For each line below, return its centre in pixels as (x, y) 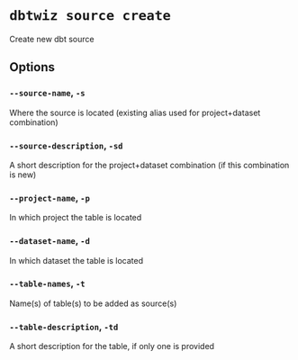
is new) (23, 175)
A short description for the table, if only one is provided (112, 346)
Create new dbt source (52, 39)
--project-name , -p (50, 198)
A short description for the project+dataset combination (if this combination (149, 165)
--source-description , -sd (66, 145)
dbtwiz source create (90, 16)
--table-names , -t (47, 283)
